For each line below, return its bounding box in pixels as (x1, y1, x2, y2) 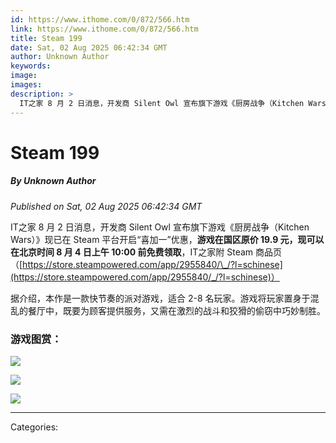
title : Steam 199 (10, 33, 83, 43)
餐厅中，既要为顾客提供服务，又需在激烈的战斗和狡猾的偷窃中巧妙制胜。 (27, 304, 326, 316)
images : (10, 80, 43, 90)
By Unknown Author (10, 175, 97, 187)
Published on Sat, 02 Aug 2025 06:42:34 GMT (10, 200, 203, 212)
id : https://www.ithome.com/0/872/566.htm (10, 14, 190, 25)
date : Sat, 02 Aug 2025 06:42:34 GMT (10, 42, 168, 53)
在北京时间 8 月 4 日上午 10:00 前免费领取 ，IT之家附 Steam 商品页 (10, 246, 283, 258)
